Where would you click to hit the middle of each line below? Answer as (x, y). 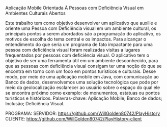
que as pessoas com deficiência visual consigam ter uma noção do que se (83, 66)
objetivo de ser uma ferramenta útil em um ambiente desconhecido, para (82, 60)
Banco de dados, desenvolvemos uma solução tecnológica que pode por (82, 82)
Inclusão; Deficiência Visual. (35, 103)
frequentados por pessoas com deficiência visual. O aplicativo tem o (77, 55)
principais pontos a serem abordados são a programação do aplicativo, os (83, 34)
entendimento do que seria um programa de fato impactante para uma (79, 45)
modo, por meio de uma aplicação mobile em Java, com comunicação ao (82, 77)
